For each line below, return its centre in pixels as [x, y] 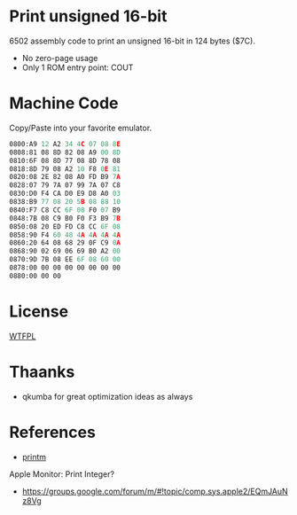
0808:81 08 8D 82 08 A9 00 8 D [65, 152]
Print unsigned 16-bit [88, 16]
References [52, 432]
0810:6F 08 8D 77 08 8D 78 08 [65, 160]
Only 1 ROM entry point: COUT [78, 67]
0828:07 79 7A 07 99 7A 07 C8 [65, 185]
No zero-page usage [60, 58]
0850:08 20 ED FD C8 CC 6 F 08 [65, 226]
